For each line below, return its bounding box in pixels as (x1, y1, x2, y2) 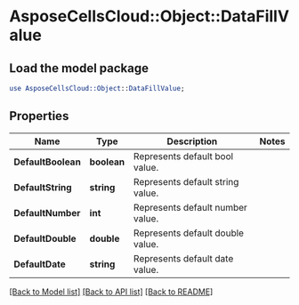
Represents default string (133, 175, 239, 188)
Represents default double (133, 227, 245, 239)
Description (166, 135, 218, 148)
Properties (9, 108, 69, 124)
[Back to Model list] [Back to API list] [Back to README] (9, 286, 214, 297)
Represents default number (133, 201, 247, 213)
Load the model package (9, 60, 149, 76)
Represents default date (133, 252, 234, 264)
